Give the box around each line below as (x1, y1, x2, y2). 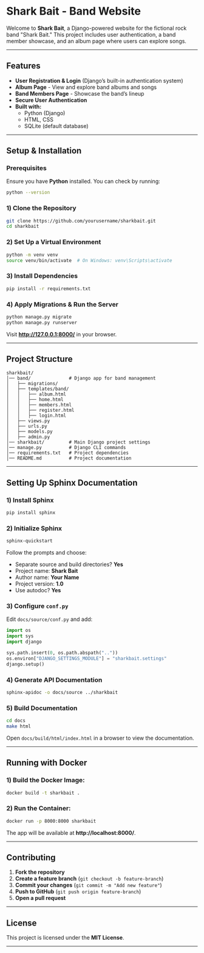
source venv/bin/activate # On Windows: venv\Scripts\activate (6, 257, 172, 263)
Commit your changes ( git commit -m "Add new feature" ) (15, 882, 162, 889)
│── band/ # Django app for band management (6, 375, 156, 381)
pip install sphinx (6, 510, 56, 516)
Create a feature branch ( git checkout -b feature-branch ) (15, 875, 164, 882)
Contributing (6, 852, 56, 863)
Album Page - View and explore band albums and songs (15, 83, 157, 91)
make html (6, 723, 32, 729)
